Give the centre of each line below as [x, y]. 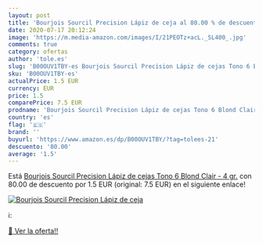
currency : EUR [31, 88]
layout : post [29, 15]
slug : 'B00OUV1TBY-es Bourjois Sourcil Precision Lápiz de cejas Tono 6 [129, 67]
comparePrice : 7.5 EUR [45, 103]
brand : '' [24, 132]
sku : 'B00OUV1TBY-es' [43, 74]
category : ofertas [38, 52]
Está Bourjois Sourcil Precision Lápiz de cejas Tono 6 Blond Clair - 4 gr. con [130, 176]
